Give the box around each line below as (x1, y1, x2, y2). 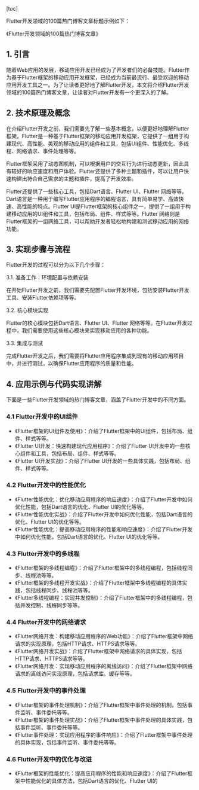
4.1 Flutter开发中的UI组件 (6, 413, 79, 421)
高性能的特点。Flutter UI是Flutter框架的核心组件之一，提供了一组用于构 (16, 203, 191, 210)
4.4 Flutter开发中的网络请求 (6, 618, 86, 627)
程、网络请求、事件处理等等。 (6, 147, 79, 154)
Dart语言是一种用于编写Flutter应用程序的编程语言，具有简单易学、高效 (6, 195, 179, 202)
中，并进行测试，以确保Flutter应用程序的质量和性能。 (6, 360, 137, 367)
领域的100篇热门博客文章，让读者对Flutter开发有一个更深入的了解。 (6, 89, 172, 96)
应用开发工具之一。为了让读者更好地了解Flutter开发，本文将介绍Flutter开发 (6, 81, 189, 89)
